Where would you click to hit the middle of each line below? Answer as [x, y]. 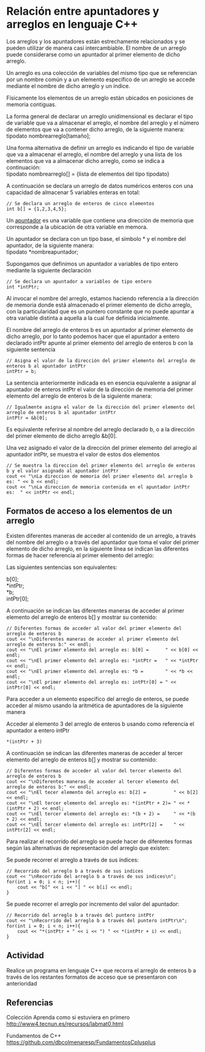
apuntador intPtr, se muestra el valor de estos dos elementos [83, 454]
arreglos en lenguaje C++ [72, 24]
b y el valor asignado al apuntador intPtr [63, 471]
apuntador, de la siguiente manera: [50, 245]
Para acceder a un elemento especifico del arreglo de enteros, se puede [98, 699]
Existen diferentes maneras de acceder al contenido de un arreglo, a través [101, 535]
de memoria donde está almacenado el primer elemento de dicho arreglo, [99, 305]
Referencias [30, 1003]
